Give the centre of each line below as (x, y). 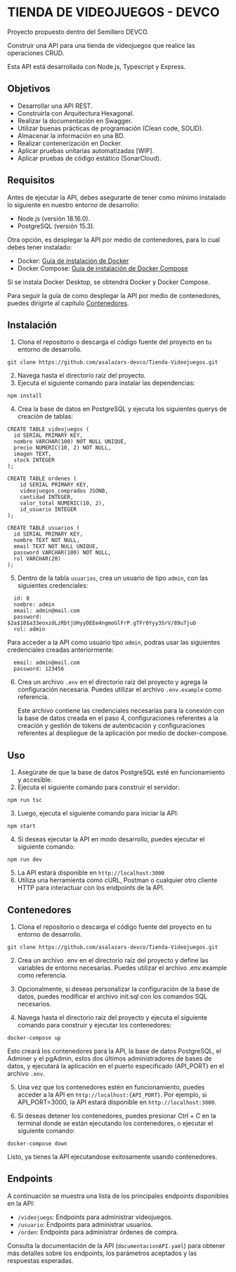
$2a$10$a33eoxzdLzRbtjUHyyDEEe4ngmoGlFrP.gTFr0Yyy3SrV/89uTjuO (102, 623)
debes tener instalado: (40, 247)
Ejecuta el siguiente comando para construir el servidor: (99, 787)
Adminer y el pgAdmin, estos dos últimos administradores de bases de (110, 1058)
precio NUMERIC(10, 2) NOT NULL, (63, 448)
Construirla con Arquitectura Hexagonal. (76, 113)
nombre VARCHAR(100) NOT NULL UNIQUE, (71, 442)
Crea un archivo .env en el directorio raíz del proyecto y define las (113, 960)
